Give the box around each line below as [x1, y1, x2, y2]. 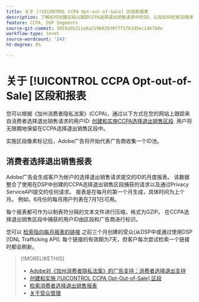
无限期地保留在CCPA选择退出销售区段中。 [6, 125, 109, 132]
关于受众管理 [29, 289, 61, 297]
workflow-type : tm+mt [6, 31, 60, 37]
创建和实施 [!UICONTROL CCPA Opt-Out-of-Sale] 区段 [29, 274, 162, 282]
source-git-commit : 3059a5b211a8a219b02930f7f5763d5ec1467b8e [6, 25, 163, 31]
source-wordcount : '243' [6, 36, 68, 42]
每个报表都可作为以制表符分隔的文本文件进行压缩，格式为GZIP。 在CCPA [6, 208, 184, 215]
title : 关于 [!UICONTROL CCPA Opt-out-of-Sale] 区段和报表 [6, 8, 149, 15]
